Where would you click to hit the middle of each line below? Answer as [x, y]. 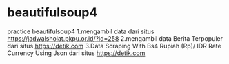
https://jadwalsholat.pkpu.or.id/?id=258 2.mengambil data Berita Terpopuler [115, 38]
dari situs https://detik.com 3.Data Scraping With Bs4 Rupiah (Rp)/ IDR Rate [114, 46]
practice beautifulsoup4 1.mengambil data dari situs [81, 31]
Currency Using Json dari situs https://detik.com [76, 53]
